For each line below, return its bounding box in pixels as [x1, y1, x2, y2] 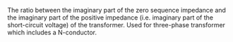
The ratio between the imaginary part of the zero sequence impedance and [7, 6, 226, 14]
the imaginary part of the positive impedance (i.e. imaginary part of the [7, 13, 214, 22]
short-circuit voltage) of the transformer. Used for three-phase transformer [7, 21, 226, 29]
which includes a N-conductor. [7, 28, 97, 36]
